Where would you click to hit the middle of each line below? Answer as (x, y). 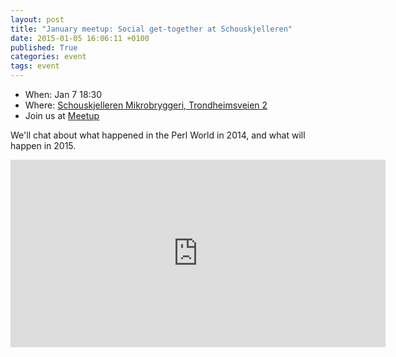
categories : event (48, 57)
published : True (44, 47)
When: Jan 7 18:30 (63, 94)
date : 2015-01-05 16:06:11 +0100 (80, 38)
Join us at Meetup (62, 115)
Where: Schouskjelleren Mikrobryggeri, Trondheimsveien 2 (146, 105)
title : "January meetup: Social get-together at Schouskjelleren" (151, 29)
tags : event (35, 66)
